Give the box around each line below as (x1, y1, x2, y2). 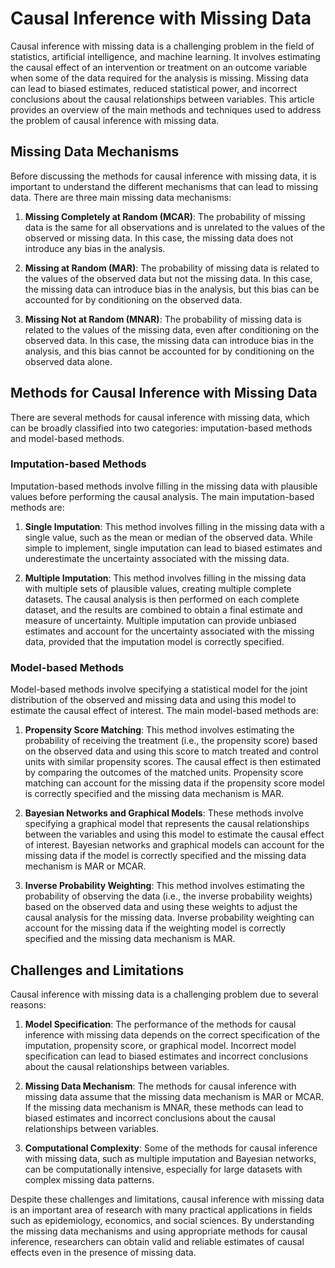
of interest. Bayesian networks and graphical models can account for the (24, 839, 325, 851)
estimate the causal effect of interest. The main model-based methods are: (10, 705, 319, 717)
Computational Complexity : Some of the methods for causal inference (24, 1142, 318, 1154)
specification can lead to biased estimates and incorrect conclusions (24, 1050, 309, 1062)
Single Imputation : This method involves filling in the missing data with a (24, 520, 325, 532)
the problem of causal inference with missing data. (10, 114, 220, 126)
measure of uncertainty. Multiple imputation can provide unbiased (24, 614, 297, 626)
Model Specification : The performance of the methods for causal (24, 1018, 297, 1030)
